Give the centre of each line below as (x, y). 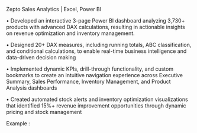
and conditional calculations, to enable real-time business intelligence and (96, 51)
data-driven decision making (41, 57)
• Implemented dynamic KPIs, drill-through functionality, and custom (90, 69)
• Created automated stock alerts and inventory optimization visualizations (97, 99)
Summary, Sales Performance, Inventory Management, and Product (88, 81)
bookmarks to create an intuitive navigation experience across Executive (95, 75)
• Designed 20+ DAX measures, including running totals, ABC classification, (99, 45)
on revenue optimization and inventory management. (70, 33)
